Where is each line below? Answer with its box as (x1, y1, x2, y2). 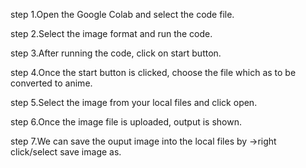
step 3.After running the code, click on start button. (10, 47, 222, 59)
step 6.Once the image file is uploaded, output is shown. (10, 116, 242, 128)
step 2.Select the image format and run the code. (10, 28, 213, 39)
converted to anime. (10, 77, 93, 89)
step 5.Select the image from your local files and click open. (10, 97, 258, 108)
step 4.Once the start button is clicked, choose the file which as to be (10, 67, 297, 78)
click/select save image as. (10, 146, 122, 158)
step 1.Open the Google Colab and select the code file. (10, 9, 235, 20)
